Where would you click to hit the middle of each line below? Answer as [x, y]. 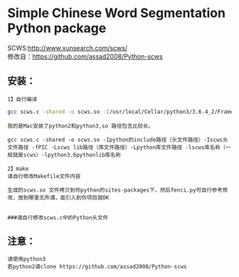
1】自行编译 [22, 99]
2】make [18, 169]
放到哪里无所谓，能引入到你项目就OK [63, 197]
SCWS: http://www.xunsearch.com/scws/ [68, 48]
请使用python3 [27, 259]
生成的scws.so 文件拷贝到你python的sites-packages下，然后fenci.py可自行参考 [115, 190]
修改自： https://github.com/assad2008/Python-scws [85, 56]
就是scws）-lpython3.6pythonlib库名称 [67, 155]
